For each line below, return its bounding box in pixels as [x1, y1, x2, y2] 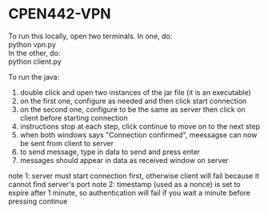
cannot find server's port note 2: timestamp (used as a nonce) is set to [8, 179, 242, 188]
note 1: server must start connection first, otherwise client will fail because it [8, 171, 260, 180]
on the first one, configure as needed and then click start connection [19, 96, 247, 105]
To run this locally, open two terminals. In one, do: [8, 31, 173, 41]
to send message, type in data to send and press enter [19, 147, 201, 157]
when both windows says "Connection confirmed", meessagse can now [19, 129, 258, 140]
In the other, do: [8, 48, 61, 57]
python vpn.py [8, 39, 56, 49]
